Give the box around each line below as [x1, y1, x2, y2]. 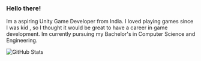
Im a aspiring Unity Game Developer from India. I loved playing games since [6, 18, 194, 25]
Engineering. [6, 37, 38, 44]
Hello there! [6, 4, 41, 13]
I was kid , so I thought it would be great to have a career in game [6, 24, 168, 31]
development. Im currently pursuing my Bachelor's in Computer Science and [6, 30, 196, 38]
